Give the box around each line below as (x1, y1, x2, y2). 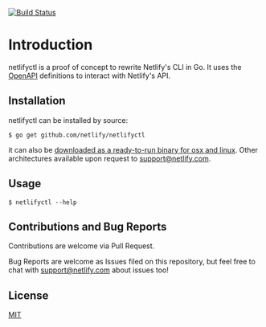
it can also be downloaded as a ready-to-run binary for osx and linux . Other (8, 145, 259, 154)
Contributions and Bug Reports (8, 219, 167, 233)
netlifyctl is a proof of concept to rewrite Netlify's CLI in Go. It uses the (8, 62, 243, 72)
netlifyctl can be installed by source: (8, 115, 129, 125)
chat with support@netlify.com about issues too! (8, 265, 169, 275)
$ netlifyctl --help (8, 198, 78, 206)
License (8, 288, 49, 302)
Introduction (8, 36, 93, 54)
